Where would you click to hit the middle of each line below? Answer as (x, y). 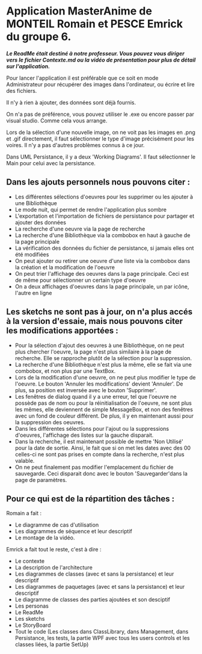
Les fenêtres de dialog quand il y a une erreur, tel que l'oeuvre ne (96, 396)
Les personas (32, 606)
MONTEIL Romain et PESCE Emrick (95, 24)
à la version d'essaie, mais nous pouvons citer (95, 321)
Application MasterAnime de (79, 11)
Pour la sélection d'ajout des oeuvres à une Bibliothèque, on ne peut (99, 345)
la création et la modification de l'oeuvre (65, 267)
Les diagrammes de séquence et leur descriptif (73, 532)
